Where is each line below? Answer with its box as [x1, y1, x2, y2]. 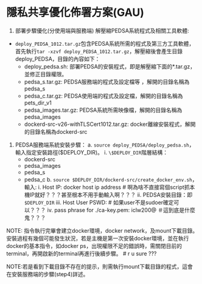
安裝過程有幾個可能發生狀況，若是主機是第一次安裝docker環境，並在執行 [6, 235, 189, 242]
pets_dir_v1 [24, 99, 52, 106]
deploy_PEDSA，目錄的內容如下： [15, 55, 100, 62]
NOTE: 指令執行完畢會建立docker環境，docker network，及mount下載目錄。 [6, 227, 198, 234]
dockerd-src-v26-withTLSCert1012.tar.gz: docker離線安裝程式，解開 [24, 120, 196, 128]
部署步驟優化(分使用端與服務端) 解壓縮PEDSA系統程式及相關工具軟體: [15, 27, 190, 34]
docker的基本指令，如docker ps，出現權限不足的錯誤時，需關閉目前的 [6, 242, 183, 249]
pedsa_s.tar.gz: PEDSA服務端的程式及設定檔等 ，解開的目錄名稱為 [24, 78, 190, 86]
